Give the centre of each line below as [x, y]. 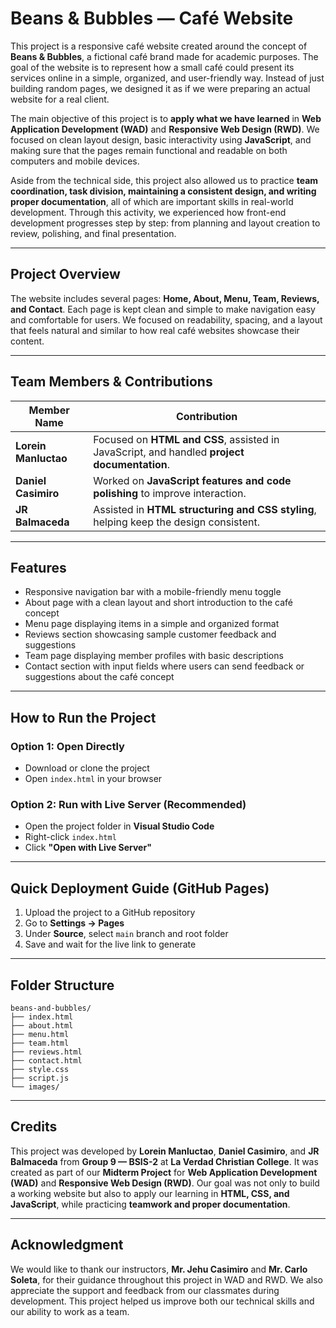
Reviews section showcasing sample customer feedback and [150, 634]
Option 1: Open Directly [67, 746]
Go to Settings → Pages [74, 923]
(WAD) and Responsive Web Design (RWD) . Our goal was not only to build [165, 1183]
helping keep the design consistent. [176, 522]
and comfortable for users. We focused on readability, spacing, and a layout [166, 319]
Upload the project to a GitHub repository [110, 913]
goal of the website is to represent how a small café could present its [152, 67]
